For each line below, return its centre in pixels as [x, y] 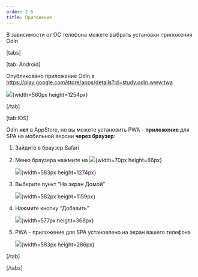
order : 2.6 [20, 12]
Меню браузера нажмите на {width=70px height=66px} [88, 160]
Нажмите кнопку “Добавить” [52, 208]
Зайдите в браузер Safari [47, 147]
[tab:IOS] [17, 118]
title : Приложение [29, 17]
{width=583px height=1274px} [58, 172]
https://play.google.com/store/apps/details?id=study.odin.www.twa [89, 82]
